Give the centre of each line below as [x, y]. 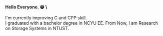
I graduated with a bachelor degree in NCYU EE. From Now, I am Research [82, 23]
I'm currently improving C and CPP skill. [46, 18]
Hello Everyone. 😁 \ [26, 7]
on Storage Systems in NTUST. [37, 28]
